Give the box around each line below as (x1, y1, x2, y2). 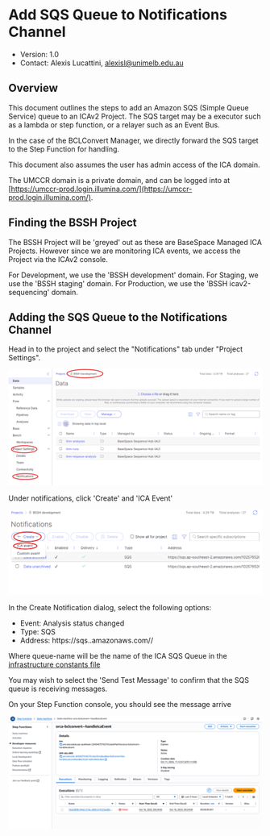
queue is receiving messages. (8, 684, 108, 693)
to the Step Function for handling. (8, 143, 119, 154)
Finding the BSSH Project (8, 216, 137, 230)
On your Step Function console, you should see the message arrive (8, 699, 232, 709)
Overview (8, 81, 59, 95)
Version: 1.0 (19, 49, 59, 59)
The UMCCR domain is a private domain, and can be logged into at (8, 175, 231, 185)
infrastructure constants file (8, 659, 101, 669)
